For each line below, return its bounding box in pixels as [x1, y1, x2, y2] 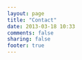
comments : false [7, 29, 54, 37]
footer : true [7, 42, 45, 49]
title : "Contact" [7, 17, 57, 23]
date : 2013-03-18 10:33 [7, 23, 76, 30]
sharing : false [7, 36, 51, 43]
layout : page [7, 10, 45, 17]
